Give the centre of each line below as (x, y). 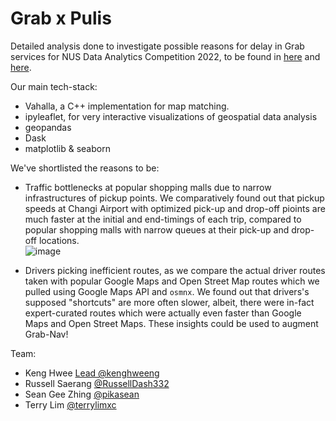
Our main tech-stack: (54, 86)
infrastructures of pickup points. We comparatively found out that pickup (174, 198)
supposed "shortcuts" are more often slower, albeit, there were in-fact (169, 302)
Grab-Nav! (46, 334)
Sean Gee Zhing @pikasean (82, 394)
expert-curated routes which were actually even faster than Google (163, 313)
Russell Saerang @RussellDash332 (97, 383)
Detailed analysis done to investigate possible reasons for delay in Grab (157, 46)
